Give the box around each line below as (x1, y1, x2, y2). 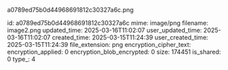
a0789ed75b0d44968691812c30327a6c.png (7, 6, 134, 14)
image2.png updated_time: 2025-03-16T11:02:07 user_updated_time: (7, 27, 203, 34)
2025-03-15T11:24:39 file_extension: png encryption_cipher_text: (7, 41, 191, 48)
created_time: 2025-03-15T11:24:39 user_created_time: (52, 33, 209, 41)
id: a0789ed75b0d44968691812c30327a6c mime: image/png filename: (7, 19, 209, 27)
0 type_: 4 (7, 55, 36, 63)
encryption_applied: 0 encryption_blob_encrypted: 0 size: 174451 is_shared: (7, 48, 221, 56)
